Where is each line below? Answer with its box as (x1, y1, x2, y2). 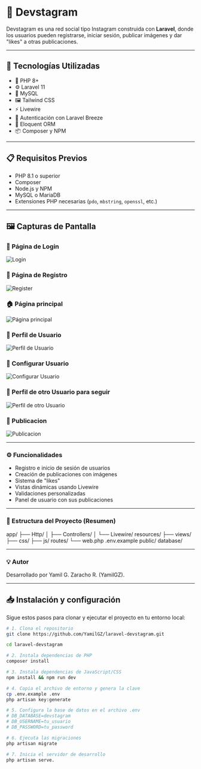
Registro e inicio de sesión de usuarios (14, 464, 111, 471)
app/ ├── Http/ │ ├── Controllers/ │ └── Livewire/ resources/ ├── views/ (6, 530, 191, 537)
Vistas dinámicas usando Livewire (14, 483, 99, 491)
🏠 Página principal (6, 300, 63, 308)
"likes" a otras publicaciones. (6, 38, 78, 45)
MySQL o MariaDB (14, 191, 61, 199)
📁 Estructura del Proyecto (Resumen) (6, 517, 116, 525)
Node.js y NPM (14, 185, 53, 192)
